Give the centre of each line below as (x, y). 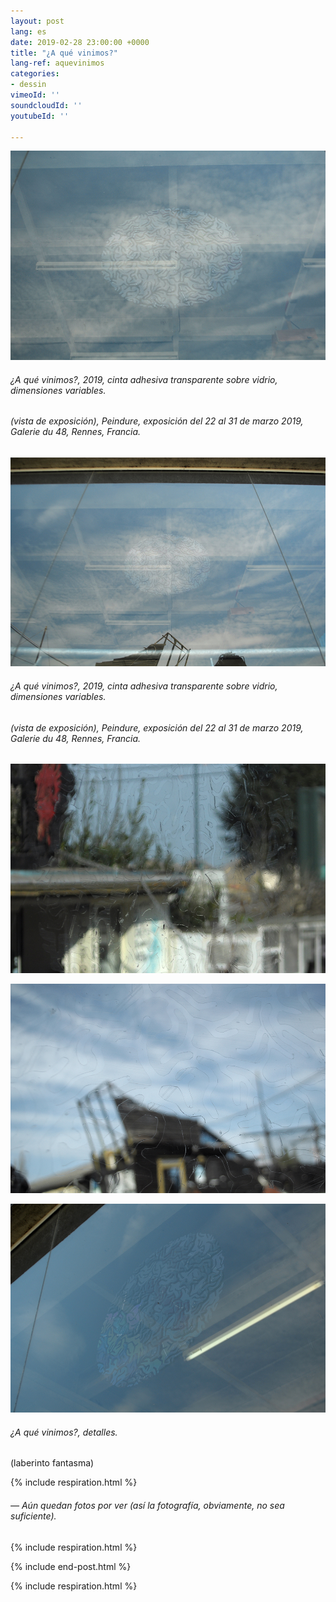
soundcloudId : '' (46, 105)
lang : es (28, 31)
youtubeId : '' (40, 116)
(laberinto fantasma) (52, 1463)
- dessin (28, 85)
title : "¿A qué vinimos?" (64, 53)
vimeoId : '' (35, 95)
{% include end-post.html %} (71, 1566)
